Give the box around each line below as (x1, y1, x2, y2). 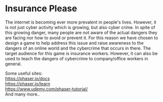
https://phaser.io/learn (5, 80, 51, 86)
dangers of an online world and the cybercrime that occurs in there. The (5, 45, 151, 51)
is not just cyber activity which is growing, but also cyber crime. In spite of (5, 24, 156, 30)
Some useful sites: (5, 70, 43, 76)
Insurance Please (5, 3, 78, 14)
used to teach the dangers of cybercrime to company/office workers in (5, 55, 148, 61)
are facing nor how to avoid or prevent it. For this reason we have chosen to (5, 35, 158, 41)
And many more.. (5, 91, 40, 97)
